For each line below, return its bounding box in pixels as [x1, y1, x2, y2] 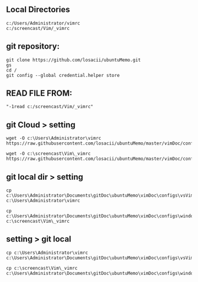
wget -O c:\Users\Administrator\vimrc [6, 135, 101, 142]
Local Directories [6, 5, 70, 15]
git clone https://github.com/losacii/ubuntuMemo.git [6, 57, 141, 63]
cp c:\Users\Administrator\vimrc [6, 250, 88, 256]
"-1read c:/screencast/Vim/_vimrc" [6, 104, 94, 110]
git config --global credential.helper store [6, 72, 120, 78]
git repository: [6, 41, 60, 52]
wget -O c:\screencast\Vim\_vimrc [6, 151, 91, 157]
